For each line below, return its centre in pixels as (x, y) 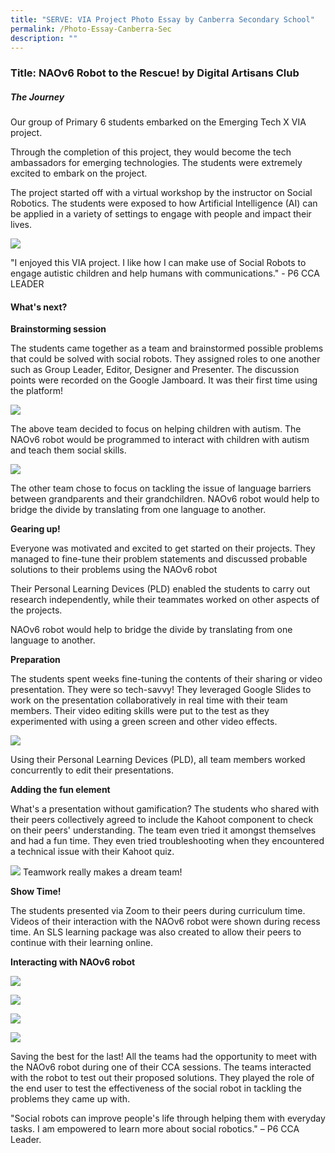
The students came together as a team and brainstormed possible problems (167, 348)
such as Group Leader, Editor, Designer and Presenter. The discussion (155, 370)
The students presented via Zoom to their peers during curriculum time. (158, 911)
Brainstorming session (58, 329)
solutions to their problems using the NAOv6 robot (114, 570)
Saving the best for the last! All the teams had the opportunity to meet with (164, 1057)
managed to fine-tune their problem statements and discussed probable (159, 559)
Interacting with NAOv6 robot (73, 962)
